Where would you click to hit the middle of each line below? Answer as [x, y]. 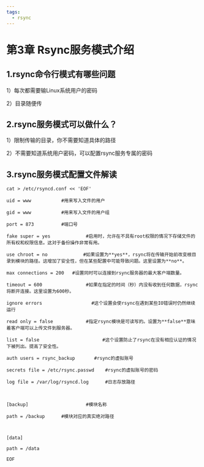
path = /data [23, 449]
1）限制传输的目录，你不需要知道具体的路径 [61, 140]
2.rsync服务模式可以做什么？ [62, 124]
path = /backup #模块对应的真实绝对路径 [60, 417]
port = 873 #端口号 [42, 225]
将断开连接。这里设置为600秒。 [40, 291]
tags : [13, 12]
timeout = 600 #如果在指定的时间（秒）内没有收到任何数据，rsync [102, 285]
